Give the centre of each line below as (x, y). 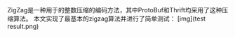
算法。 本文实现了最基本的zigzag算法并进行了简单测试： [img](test (109, 18)
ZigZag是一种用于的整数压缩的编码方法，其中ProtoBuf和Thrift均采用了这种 (115, 10)
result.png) (23, 26)
